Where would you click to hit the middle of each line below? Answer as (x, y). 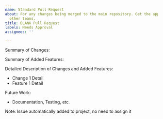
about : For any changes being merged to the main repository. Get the (78, 14)
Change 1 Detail (28, 78)
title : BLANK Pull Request (32, 23)
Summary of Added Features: (34, 59)
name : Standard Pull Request (34, 9)
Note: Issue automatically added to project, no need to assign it (68, 111)
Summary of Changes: (27, 50)
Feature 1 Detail (27, 83)
